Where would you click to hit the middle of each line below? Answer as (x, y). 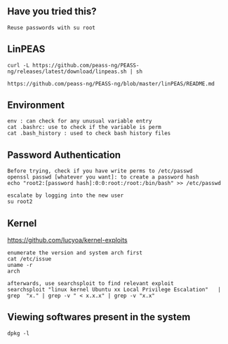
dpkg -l (19, 333)
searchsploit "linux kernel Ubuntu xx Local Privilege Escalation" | (114, 290)
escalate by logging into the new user (66, 195)
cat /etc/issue (29, 259)
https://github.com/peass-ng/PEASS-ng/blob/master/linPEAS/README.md (111, 83)
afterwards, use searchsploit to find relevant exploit (90, 284)
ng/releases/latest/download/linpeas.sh (67, 71)
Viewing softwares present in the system (99, 317)
